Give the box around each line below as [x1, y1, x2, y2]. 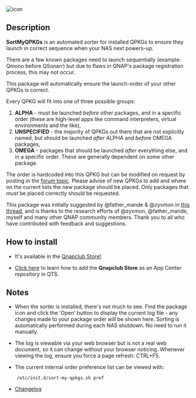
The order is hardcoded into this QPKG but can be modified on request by [6, 171, 185, 178]
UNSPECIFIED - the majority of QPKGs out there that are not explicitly [14, 128, 184, 135]
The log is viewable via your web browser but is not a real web [14, 340, 167, 347]
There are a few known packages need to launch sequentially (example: [6, 56, 181, 63]
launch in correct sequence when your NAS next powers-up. [6, 44, 154, 51]
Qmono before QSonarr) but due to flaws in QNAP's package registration [6, 62, 184, 69]
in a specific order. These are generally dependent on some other [14, 153, 175, 160]
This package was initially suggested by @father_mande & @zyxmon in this [6, 201, 190, 208]
